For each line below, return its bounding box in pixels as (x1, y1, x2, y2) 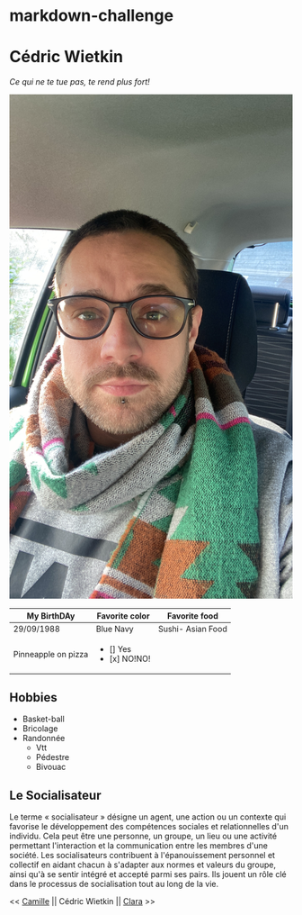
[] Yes (109, 644, 132, 655)
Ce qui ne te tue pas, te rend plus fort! (9, 77, 150, 87)
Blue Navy (95, 623, 134, 634)
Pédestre (35, 752, 70, 763)
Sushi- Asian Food (157, 623, 227, 634)
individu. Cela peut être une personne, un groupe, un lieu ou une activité (9, 830, 277, 842)
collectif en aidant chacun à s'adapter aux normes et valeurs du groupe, (9, 859, 277, 870)
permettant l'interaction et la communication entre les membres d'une (9, 840, 268, 851)
